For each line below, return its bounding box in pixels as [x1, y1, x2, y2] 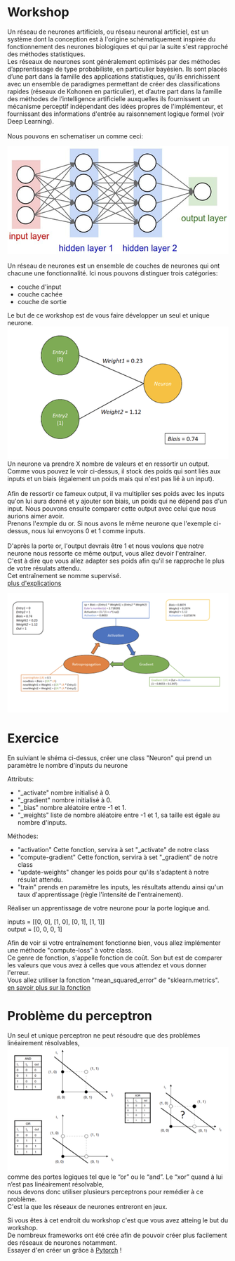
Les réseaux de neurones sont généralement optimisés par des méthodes [7, 57, 221, 65]
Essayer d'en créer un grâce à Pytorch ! [7, 1246, 122, 1254]
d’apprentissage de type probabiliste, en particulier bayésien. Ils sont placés [7, 65, 228, 73]
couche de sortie [17, 298, 67, 306]
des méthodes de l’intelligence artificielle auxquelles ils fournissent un [7, 94, 210, 103]
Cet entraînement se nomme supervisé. [7, 571, 121, 580]
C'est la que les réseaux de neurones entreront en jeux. [7, 1202, 168, 1210]
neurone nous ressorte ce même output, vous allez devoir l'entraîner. [7, 549, 207, 557]
